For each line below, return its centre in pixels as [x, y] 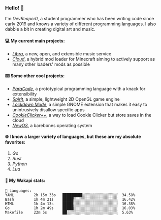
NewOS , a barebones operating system [52, 125]
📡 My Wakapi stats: [25, 180]
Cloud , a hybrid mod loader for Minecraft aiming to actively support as [83, 59]
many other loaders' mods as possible [51, 64]
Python [19, 164]
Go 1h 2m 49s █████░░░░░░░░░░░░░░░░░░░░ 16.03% [70, 208]
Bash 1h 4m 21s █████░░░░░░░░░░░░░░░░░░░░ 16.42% [70, 200]
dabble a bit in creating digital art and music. [50, 29]
